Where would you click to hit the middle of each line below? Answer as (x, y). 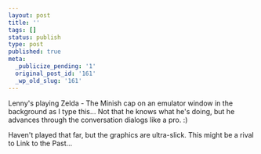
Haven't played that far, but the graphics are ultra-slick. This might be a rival (131, 134)
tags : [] (22, 30)
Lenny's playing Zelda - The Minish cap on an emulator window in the (121, 103)
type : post (26, 45)
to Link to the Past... (40, 143)
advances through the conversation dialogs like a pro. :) (98, 120)
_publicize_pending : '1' (56, 66)
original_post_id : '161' (56, 73)
